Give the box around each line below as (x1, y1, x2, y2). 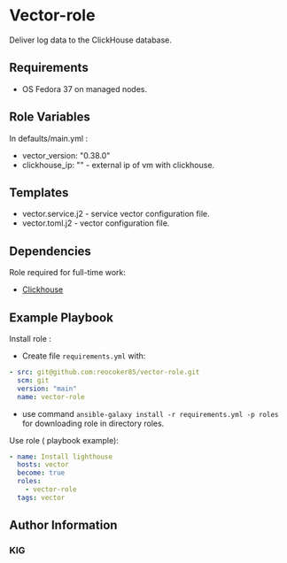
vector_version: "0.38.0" (21, 150, 111, 160)
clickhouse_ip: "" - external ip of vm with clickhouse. (21, 159, 215, 170)
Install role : (9, 334, 51, 343)
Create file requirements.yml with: (21, 351, 146, 361)
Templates (9, 185, 69, 200)
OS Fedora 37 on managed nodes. (21, 83, 148, 94)
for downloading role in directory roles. (21, 418, 165, 428)
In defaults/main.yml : (9, 133, 89, 143)
